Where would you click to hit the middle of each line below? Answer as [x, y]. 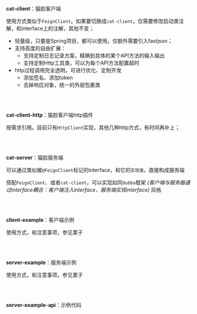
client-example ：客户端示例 [40, 220]
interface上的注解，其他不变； [58, 28]
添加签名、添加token [48, 77]
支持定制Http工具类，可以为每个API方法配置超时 [81, 63]
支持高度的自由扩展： [40, 48]
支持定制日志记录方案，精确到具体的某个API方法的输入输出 [94, 55]
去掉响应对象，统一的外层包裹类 [62, 85]
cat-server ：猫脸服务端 [35, 158]
